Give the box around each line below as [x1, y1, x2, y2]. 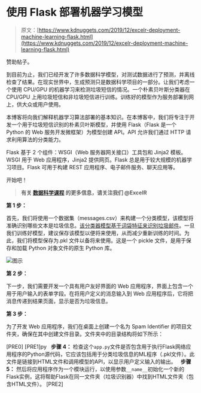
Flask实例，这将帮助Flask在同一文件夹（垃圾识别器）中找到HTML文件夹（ [6, 373, 189, 380]
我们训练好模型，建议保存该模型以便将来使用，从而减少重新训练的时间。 [6, 229, 184, 236]
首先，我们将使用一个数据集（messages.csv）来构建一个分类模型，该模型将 [6, 214, 194, 221]
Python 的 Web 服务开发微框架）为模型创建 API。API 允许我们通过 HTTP [6, 128, 185, 135]
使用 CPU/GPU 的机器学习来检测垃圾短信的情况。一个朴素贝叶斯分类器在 [11, 86, 190, 93]
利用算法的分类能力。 [11, 136, 64, 143]
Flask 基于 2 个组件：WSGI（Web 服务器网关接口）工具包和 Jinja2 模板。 [6, 148, 187, 156]
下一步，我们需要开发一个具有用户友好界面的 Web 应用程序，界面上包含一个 [6, 282, 193, 290]
